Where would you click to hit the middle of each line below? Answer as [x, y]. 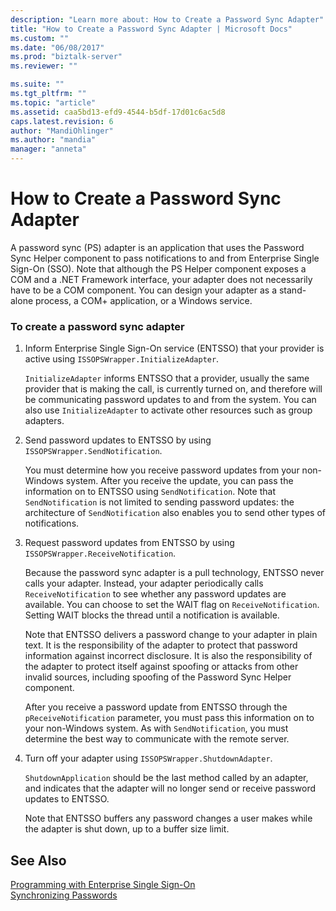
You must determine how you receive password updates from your [162, 470]
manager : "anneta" [48, 149]
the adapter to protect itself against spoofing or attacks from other [161, 667]
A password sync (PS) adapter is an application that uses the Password [157, 247]
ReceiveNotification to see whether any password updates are [155, 594]
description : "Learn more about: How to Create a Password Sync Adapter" [167, 19]
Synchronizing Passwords [64, 895]
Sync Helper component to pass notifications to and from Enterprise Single [165, 258]
